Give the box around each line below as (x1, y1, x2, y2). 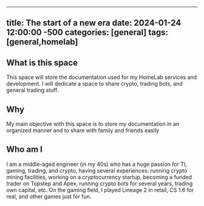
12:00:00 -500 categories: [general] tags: (6, 27, 169, 38)
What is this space (6, 57, 78, 67)
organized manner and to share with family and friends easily (6, 127, 160, 134)
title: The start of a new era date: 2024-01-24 (6, 18, 182, 28)
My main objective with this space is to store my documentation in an (6, 120, 180, 128)
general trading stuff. (6, 86, 59, 94)
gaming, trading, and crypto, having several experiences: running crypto (6, 167, 188, 174)
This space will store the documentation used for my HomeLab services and (6, 74, 197, 81)
